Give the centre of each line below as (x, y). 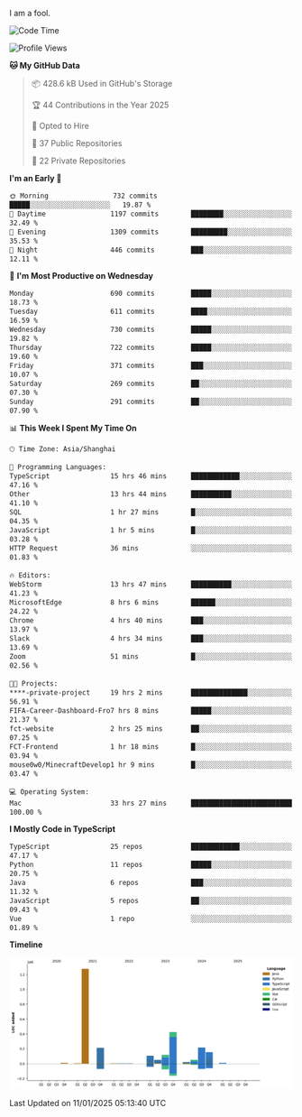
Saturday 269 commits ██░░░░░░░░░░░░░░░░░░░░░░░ (151, 383)
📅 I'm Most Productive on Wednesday (81, 276)
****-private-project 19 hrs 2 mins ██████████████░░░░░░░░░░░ (151, 693)
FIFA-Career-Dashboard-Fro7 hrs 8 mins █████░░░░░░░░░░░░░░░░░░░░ (151, 711)
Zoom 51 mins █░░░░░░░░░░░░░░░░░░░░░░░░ (151, 657)
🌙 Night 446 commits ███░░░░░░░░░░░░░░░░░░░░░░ (151, 250)
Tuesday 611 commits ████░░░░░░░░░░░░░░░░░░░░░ (151, 311)
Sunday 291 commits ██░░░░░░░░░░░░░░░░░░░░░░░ (151, 402)
